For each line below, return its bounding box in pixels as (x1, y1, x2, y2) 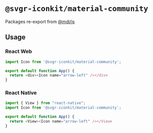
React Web (5, 48, 32, 55)
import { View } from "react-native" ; (5, 101, 86, 106)
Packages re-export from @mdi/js (5, 18, 75, 24)
